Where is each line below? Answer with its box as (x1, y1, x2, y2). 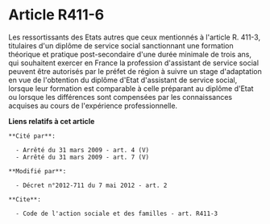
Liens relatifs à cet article (8, 116, 95, 126)
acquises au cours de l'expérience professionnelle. (8, 101, 178, 110)
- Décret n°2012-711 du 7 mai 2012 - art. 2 (15, 181, 168, 189)
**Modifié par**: (8, 167, 67, 175)
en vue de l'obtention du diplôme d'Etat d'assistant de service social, (8, 75, 238, 85)
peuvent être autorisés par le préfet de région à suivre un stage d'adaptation (8, 66, 262, 76)
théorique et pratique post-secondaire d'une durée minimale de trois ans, (8, 49, 252, 59)
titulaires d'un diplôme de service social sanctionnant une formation (8, 40, 234, 50)
